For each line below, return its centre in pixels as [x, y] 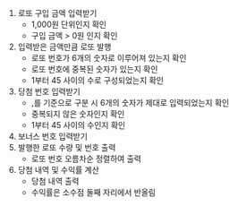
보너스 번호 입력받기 [52, 136]
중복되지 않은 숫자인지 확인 [78, 114]
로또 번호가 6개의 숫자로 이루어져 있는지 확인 [109, 58]
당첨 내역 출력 [55, 181]
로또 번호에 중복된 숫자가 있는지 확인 [94, 69]
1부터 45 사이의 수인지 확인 [78, 125]
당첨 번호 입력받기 [49, 91]
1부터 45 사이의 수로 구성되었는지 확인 [97, 80]
